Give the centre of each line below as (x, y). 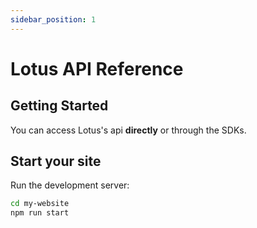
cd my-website (40, 204)
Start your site (56, 161)
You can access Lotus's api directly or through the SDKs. (128, 130)
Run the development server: (70, 185)
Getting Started (59, 106)
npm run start (40, 213)
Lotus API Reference (97, 68)
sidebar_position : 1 (53, 19)
